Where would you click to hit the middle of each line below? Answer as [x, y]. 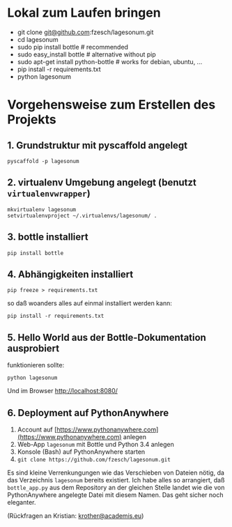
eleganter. [22, 502]
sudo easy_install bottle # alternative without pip [87, 54]
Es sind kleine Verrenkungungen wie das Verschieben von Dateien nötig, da [116, 473]
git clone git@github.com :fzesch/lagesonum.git [85, 32]
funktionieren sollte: [36, 365]
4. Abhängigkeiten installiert [70, 274]
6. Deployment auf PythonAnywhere [88, 413]
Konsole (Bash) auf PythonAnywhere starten [81, 452]
